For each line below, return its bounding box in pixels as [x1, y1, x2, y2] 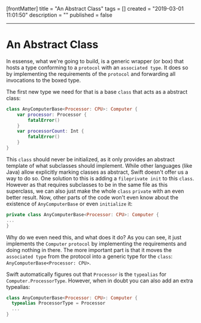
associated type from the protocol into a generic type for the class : [6, 253, 173, 260]
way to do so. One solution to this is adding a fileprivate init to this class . [6, 174, 194, 182]
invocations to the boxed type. [6, 76, 81, 84]
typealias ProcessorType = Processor [11, 300, 106, 306]
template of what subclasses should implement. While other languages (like [6, 162, 193, 169]
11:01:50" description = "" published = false [6, 11, 112, 19]
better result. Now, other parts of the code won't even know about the [6, 193, 178, 201]
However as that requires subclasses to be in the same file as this [6, 181, 168, 188]
